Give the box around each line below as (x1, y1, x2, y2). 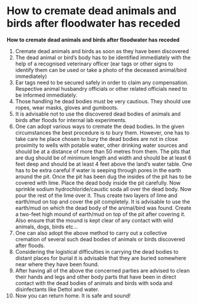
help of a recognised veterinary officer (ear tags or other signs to (15, 60, 173, 67)
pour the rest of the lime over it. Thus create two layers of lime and (15, 192, 177, 199)
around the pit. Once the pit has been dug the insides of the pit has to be (15, 173, 192, 180)
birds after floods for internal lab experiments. (15, 116, 127, 123)
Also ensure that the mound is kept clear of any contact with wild (15, 217, 173, 224)
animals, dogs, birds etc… (15, 223, 78, 230)
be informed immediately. (15, 91, 77, 99)
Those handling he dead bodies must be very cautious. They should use (15, 97, 191, 104)
